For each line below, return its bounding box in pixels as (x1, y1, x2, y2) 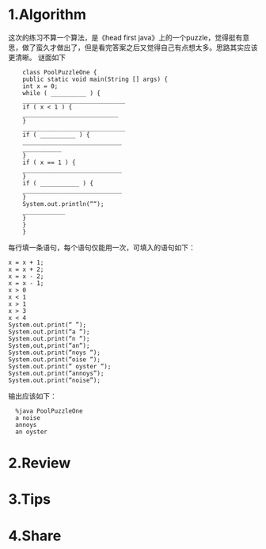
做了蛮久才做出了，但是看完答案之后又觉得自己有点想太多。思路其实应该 (21, 42, 258, 52)
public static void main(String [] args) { (22, 75, 169, 83)
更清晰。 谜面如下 (8, 52, 66, 62)
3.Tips (8, 490, 51, 509)
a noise (15, 414, 41, 421)
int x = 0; (22, 82, 59, 90)
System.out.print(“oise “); (8, 355, 101, 364)
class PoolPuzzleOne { (22, 68, 97, 76)
